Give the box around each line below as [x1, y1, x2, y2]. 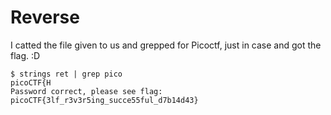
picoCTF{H [10, 77, 52, 88]
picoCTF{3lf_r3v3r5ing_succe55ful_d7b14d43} [10, 95, 199, 105]
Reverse [10, 6, 80, 29]
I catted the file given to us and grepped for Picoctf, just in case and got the [10, 39, 322, 51]
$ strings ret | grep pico [10, 69, 123, 79]
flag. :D [10, 49, 41, 61]
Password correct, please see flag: [10, 86, 163, 96]
